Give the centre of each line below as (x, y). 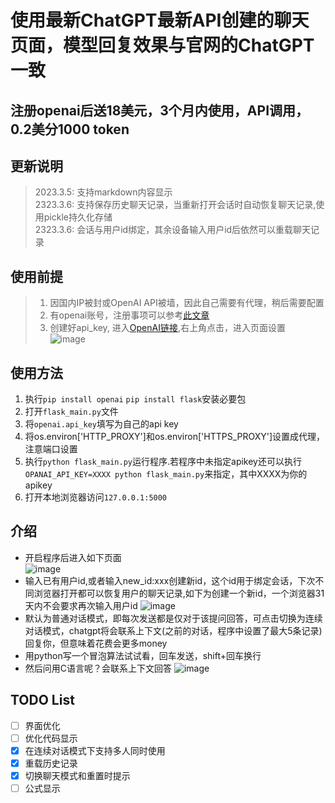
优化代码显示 (51, 738)
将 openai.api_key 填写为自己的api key (101, 424)
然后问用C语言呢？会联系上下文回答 (98, 668)
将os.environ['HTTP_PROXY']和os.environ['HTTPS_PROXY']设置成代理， (175, 437)
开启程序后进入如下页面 (73, 557)
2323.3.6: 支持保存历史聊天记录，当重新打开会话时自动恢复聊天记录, (175, 205)
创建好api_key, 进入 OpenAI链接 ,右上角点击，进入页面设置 (167, 328)
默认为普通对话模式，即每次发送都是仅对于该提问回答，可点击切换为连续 (173, 618)
